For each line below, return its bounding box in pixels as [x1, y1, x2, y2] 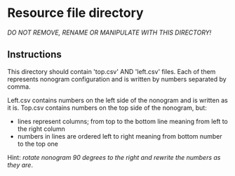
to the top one [17, 139, 58, 148]
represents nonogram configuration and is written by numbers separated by [7, 75, 227, 83]
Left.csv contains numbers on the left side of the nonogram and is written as [7, 96, 228, 104]
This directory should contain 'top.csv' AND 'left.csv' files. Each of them [7, 67, 216, 75]
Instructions [7, 49, 62, 61]
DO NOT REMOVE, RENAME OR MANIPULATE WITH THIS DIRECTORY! [7, 28, 212, 37]
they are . [7, 161, 34, 169]
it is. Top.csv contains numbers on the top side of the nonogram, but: [7, 103, 207, 112]
